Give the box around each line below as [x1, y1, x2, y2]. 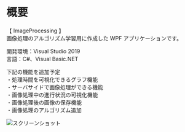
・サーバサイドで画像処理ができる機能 [6, 83, 103, 90]
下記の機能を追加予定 [6, 68, 60, 75]
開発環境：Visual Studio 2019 [6, 47, 81, 55]
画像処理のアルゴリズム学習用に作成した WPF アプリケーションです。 [6, 34, 183, 42]
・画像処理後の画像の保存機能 [6, 98, 82, 106]
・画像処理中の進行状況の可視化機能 [6, 91, 98, 98]
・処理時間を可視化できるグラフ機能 [6, 76, 98, 83]
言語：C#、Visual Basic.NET [6, 55, 79, 62]
